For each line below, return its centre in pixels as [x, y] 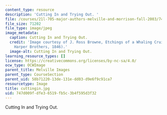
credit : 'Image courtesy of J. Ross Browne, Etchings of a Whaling [81, 42]
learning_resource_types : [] [35, 56]
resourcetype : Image [27, 84]
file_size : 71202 [23, 24]
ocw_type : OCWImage [25, 65]
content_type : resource [30, 10]
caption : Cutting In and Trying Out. [49, 38]
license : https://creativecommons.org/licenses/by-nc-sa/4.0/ [71, 61]
